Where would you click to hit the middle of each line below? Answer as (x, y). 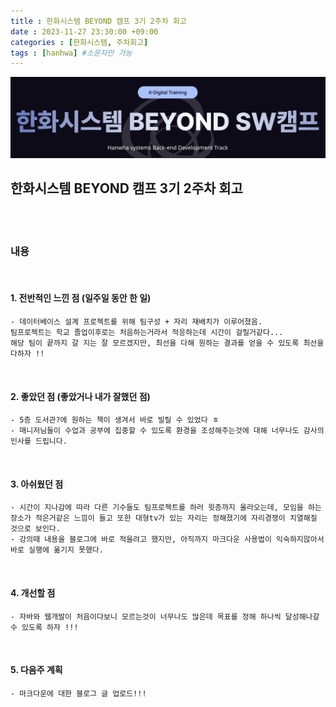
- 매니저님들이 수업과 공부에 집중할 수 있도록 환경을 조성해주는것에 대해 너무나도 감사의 (167, 431)
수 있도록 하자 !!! (44, 627)
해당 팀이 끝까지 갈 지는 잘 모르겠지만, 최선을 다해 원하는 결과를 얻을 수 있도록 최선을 (167, 343)
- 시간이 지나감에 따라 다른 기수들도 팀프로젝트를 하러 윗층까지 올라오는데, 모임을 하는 (166, 508)
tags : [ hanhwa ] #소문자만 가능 (71, 53)
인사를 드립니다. (39, 441)
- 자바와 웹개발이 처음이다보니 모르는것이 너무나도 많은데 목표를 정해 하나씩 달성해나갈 (165, 616)
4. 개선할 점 (33, 593)
